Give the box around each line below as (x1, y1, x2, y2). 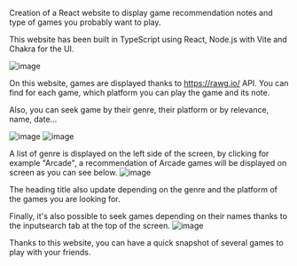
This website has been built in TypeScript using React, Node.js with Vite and (9, 35, 288, 44)
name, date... (9, 114, 58, 124)
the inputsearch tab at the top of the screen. (9, 221, 170, 231)
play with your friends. (9, 247, 91, 257)
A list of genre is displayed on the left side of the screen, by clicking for (9, 148, 270, 159)
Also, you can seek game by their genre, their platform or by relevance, (9, 105, 270, 114)
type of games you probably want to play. (9, 17, 161, 27)
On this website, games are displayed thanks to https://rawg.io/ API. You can (9, 78, 289, 88)
